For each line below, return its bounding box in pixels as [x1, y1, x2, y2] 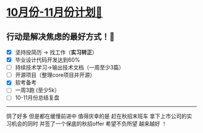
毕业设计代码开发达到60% [14, 56, 80, 63]
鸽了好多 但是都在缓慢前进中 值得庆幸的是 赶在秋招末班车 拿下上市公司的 [6, 112, 187, 120]
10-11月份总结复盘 [14, 94, 60, 102]
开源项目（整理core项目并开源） [14, 71, 95, 79]
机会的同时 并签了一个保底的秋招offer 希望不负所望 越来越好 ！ [11, 120, 167, 128]
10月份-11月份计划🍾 [6, 5, 103, 19]
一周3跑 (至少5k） [14, 86, 60, 94]
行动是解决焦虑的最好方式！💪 [6, 31, 115, 42]
